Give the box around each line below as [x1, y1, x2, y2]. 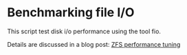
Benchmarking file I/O [7, 5, 135, 20]
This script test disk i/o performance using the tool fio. [7, 27, 162, 35]
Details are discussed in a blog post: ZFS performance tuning [7, 40, 181, 48]
